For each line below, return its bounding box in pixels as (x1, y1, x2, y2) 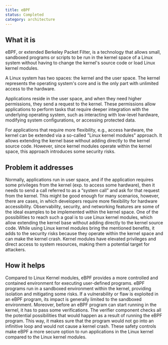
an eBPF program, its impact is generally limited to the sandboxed (5, 296, 142, 302)
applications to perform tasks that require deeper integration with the (5, 106, 149, 112)
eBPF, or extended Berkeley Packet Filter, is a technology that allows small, (5, 49, 161, 55)
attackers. (5, 247, 26, 252)
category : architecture (5, 17, 55, 22)
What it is (5, 35, 36, 44)
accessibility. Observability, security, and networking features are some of (5, 204, 160, 209)
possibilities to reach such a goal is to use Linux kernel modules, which (5, 214, 153, 220)
